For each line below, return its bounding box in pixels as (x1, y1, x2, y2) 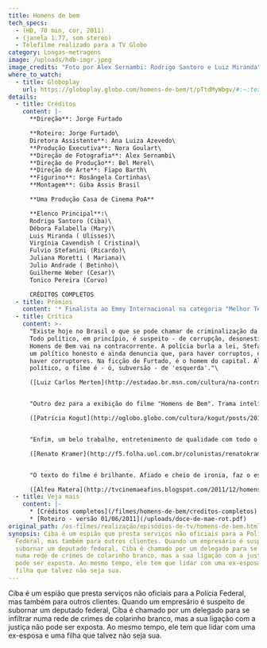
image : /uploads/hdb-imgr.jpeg (8, 56, 112, 64)
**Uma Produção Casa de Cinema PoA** (29, 195, 155, 203)
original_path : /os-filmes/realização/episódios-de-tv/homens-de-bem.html (8, 522, 261, 530)
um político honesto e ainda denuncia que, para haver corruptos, (29, 349, 254, 357)
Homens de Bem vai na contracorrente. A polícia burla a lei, (29, 342, 240, 350)
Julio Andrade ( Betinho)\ (29, 261, 119, 269)
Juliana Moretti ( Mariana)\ (29, 254, 126, 262)
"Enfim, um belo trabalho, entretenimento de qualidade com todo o (29, 435, 258, 443)
